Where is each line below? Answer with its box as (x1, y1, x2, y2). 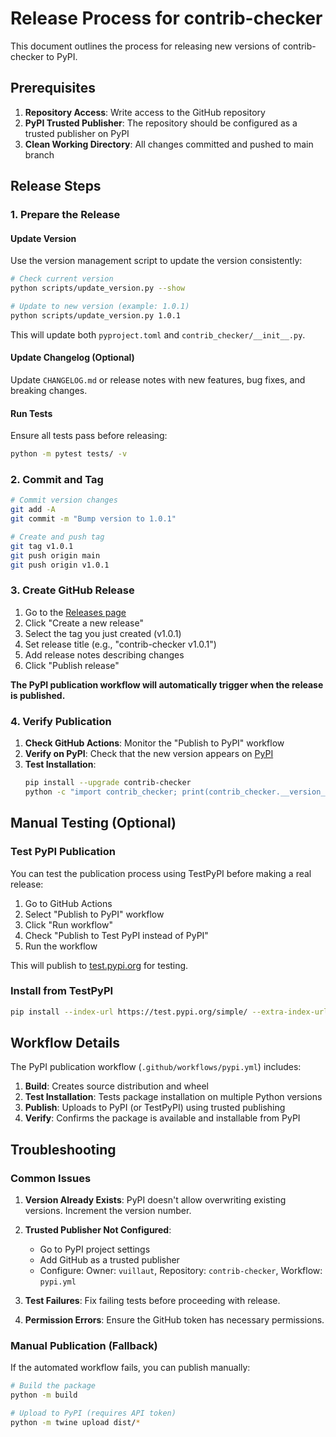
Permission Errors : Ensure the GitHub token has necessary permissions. (24, 1314, 325, 1326)
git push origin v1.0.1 (10, 560, 110, 570)
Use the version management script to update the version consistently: (10, 255, 303, 267)
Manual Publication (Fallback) (10, 1339, 158, 1353)
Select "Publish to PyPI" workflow (24, 908, 165, 920)
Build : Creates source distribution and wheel (24, 1080, 209, 1092)
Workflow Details (10, 1035, 120, 1052)
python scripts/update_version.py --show (10, 283, 186, 294)
